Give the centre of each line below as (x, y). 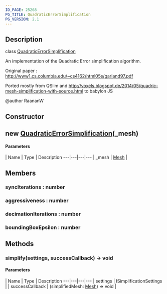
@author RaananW (25, 101)
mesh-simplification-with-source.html (44, 91)
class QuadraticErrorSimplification (41, 51)
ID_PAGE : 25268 (21, 10)
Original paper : (21, 71)
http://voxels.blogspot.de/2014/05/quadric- (113, 86)
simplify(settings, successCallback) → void (59, 258)
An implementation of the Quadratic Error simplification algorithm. (73, 61)
